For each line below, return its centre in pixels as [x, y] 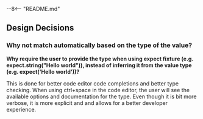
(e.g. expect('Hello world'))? [43, 71]
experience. [21, 109]
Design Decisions [40, 28]
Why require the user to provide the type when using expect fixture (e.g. [100, 59]
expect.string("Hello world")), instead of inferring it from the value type [99, 65]
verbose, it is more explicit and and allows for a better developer [87, 103]
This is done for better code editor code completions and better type [92, 83]
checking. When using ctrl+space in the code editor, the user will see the [98, 90]
